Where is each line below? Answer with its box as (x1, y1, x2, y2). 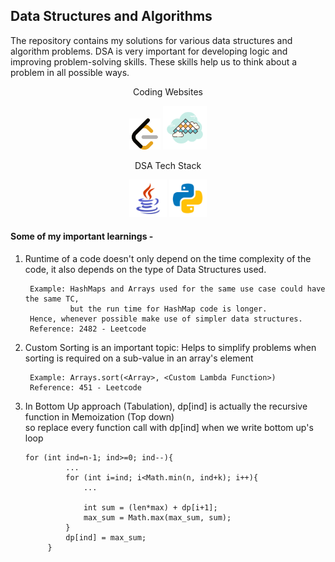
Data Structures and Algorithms (10, 8, 213, 25)
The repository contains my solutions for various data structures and (10, 34, 293, 46)
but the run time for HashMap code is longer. (69, 304, 268, 314)
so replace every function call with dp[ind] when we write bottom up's (24, 422, 314, 434)
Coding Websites (133, 85, 203, 98)
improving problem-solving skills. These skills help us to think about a (10, 55, 298, 68)
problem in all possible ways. (10, 66, 130, 78)
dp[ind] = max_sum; (65, 533, 147, 543)
